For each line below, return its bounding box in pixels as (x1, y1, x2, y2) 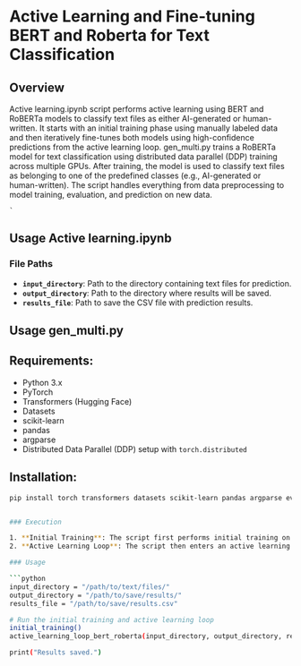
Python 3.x (21, 377, 63, 388)
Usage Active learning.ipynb (9, 231, 172, 246)
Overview (9, 80, 65, 95)
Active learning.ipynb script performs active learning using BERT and (9, 104, 264, 114)
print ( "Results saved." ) (9, 648, 102, 657)
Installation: (9, 470, 78, 485)
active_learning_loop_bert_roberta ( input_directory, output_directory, (9, 632, 282, 641)
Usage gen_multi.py (9, 323, 124, 338)
